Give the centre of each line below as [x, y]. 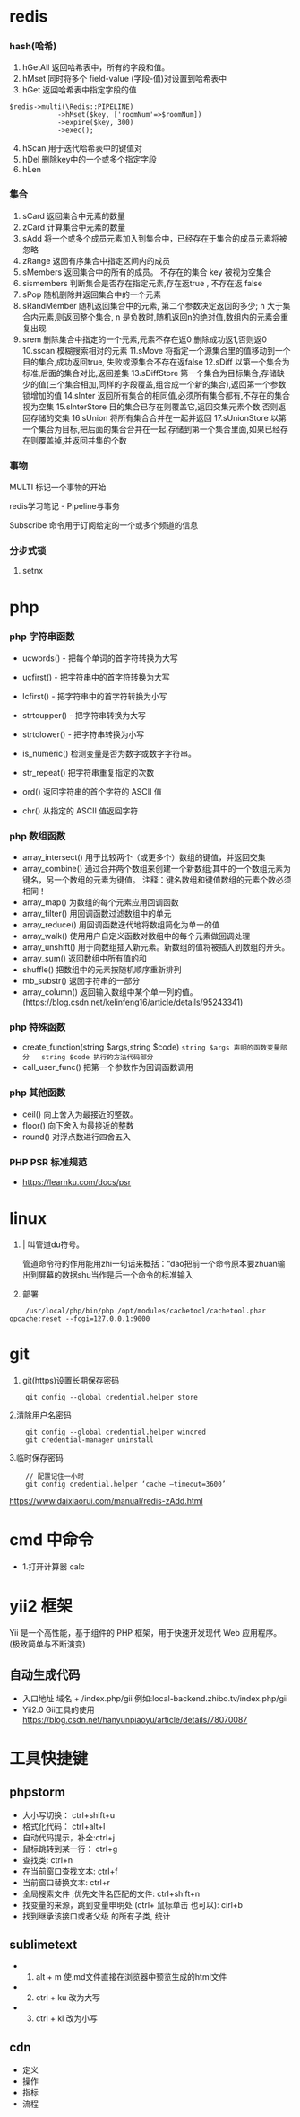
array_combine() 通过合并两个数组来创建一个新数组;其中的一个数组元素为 [156, 869]
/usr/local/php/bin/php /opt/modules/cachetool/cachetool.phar [146, 1311]
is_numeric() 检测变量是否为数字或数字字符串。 [109, 753]
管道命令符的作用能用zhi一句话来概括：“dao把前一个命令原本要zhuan [150, 1263]
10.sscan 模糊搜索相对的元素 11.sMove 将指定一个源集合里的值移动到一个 [156, 350]
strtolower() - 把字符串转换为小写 [83, 734]
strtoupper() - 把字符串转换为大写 [84, 715]
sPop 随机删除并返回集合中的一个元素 [91, 294]
